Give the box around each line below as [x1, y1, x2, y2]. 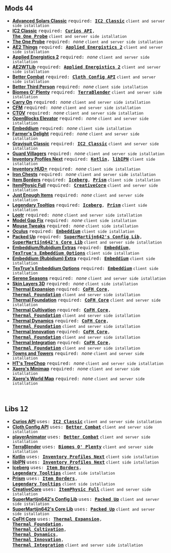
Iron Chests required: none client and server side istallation [12, 171, 156, 177]
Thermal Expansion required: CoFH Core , [12, 286, 110, 292]
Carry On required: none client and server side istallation [12, 99, 151, 105]
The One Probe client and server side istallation [12, 33, 127, 39]
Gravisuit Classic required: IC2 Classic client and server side [12, 140, 159, 146]
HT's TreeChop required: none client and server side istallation [12, 360, 164, 366]
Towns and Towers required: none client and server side [12, 350, 144, 356]
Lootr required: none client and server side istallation [12, 212, 143, 218]
